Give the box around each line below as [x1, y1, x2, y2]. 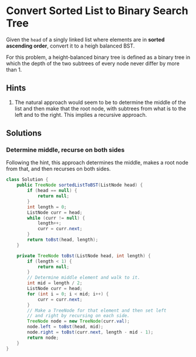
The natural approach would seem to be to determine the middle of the [14, 99, 186, 106]
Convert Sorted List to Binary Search [6, 4, 189, 18]
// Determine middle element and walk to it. [27, 275, 141, 281]
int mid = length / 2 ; [27, 280, 83, 286]
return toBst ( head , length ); [27, 237, 99, 243]
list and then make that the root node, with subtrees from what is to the [14, 105, 187, 112]
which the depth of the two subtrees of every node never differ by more [6, 60, 180, 67]
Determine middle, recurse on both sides [6, 146, 125, 154]
